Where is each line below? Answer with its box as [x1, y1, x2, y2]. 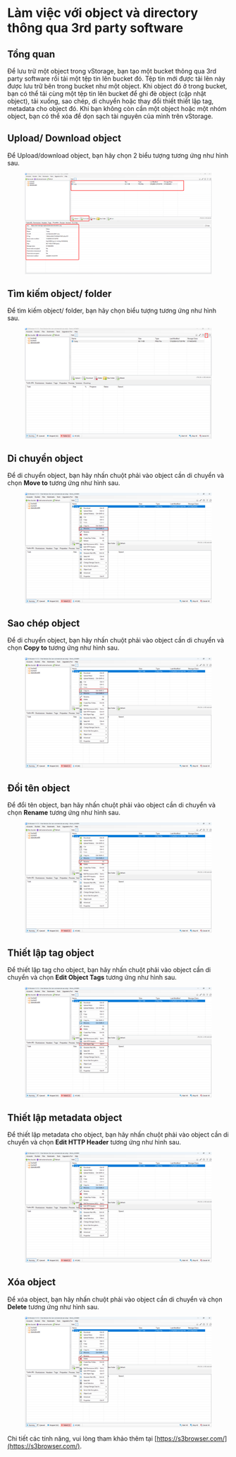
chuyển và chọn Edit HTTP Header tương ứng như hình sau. [7, 1137, 182, 1146]
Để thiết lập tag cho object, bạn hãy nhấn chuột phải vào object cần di [7, 966, 211, 974]
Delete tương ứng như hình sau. [7, 1302, 100, 1311]
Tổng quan [7, 48, 56, 60]
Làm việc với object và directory [7, 5, 199, 21]
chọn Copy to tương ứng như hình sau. [7, 643, 120, 652]
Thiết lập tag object [7, 947, 94, 959]
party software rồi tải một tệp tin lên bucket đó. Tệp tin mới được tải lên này [7, 74, 225, 83]
